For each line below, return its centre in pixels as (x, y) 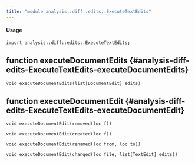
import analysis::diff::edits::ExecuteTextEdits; (68, 43)
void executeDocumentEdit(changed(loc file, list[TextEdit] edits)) (92, 155)
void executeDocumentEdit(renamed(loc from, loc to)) (74, 144)
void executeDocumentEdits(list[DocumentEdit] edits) (74, 83)
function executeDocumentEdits (67, 61)
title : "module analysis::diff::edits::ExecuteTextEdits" (79, 11)
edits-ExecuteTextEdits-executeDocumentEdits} (97, 70)
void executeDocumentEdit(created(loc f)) (59, 134)
